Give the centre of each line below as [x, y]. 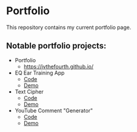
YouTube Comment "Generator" [54, 110]
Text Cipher [29, 91]
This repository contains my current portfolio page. [69, 27]
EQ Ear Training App [40, 73]
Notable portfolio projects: [56, 46]
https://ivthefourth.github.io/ [58, 66]
